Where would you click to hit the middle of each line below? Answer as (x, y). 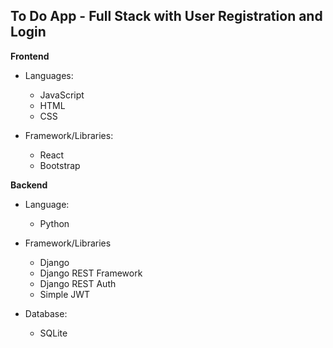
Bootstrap (60, 165)
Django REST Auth (78, 283)
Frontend (30, 56)
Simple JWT (65, 294)
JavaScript (62, 95)
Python (54, 223)
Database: (46, 313)
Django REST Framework (91, 273)
